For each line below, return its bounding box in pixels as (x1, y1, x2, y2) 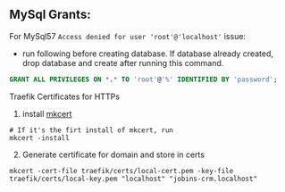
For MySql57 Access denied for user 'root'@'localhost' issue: (9, 30, 247, 41)
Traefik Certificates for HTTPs (9, 91, 121, 102)
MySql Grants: (9, 7, 91, 22)
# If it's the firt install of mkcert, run (9, 125, 174, 135)
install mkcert (21, 108, 72, 119)
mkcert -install (9, 133, 70, 142)
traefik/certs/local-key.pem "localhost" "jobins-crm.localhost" (9, 174, 257, 183)
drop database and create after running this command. (21, 57, 224, 68)
